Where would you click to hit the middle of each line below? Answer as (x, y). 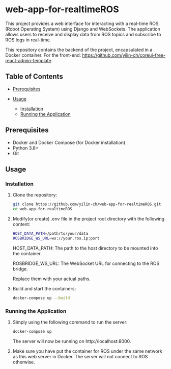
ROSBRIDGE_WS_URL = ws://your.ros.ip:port (56, 238)
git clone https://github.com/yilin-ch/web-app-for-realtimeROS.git (87, 204)
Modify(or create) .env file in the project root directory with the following (88, 219)
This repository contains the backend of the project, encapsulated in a (79, 50)
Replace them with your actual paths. (51, 279)
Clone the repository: (35, 195)
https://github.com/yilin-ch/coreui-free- (124, 55)
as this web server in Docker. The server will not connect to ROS (80, 356)
